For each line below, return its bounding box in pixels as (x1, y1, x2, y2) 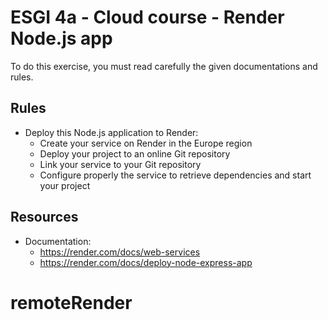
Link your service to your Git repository (39, 158, 202, 170)
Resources (10, 209, 79, 226)
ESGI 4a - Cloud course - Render (10, 6, 285, 29)
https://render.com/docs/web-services (39, 246, 201, 258)
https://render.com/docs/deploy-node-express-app (39, 256, 253, 268)
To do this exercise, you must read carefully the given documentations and (10, 60, 318, 72)
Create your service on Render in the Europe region (39, 137, 253, 149)
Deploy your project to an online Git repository (39, 147, 231, 160)
